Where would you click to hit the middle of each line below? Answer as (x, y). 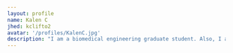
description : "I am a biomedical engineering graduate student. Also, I (114, 39)
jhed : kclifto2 (29, 26)
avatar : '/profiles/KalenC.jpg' (54, 33)
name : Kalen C (28, 20)
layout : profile (31, 13)
